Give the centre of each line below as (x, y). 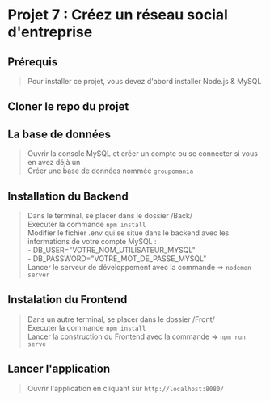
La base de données (59, 134)
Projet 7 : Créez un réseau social (118, 15)
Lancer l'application (59, 369)
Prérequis (33, 62)
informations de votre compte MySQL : (92, 242)
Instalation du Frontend (67, 300)
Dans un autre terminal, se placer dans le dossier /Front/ (121, 319)
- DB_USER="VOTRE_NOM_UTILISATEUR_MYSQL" (111, 250)
